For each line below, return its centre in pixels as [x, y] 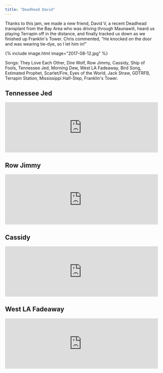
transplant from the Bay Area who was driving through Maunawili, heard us [80, 28]
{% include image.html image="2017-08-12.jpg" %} [57, 53]
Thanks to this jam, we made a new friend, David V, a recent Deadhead [76, 23]
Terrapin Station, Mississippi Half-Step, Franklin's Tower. [62, 78]
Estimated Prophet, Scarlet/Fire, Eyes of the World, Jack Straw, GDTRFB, [78, 73]
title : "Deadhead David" [30, 9]
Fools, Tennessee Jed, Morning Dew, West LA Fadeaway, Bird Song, [73, 68]
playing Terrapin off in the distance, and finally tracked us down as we [75, 33]
